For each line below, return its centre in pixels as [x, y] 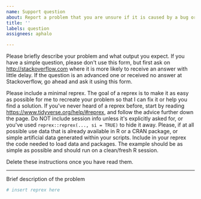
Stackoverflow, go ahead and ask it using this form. [69, 82]
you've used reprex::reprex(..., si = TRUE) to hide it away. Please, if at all [100, 125]
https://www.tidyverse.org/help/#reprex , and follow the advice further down [100, 112]
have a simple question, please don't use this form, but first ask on [88, 63]
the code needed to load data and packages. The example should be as [95, 144]
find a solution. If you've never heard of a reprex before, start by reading [95, 106]
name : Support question [36, 12]
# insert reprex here [33, 190]
